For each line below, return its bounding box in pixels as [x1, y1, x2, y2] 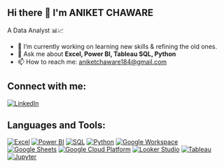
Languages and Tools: [7, 120, 106, 132]
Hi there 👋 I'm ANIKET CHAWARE [7, 7, 154, 19]
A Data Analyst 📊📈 [7, 26, 64, 34]
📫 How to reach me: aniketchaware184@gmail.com [17, 57, 167, 66]
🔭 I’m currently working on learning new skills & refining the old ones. [17, 42, 218, 50]
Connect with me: [7, 80, 87, 92]
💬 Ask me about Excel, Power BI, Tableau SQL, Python [17, 50, 176, 58]
